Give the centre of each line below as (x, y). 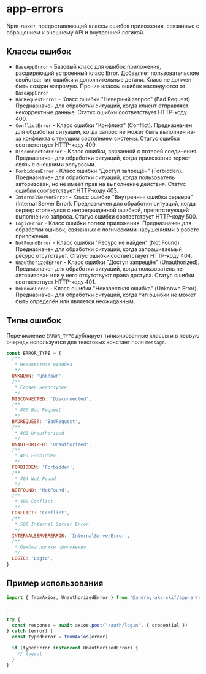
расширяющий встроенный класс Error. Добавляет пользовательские (107, 73)
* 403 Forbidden (35, 456)
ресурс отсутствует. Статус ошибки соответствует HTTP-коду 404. (104, 255)
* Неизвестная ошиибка (43, 365)
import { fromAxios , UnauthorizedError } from (67, 597)
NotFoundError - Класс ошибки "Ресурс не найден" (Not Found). (98, 242)
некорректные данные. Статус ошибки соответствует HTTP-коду (101, 112)
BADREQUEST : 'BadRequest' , (46, 422)
